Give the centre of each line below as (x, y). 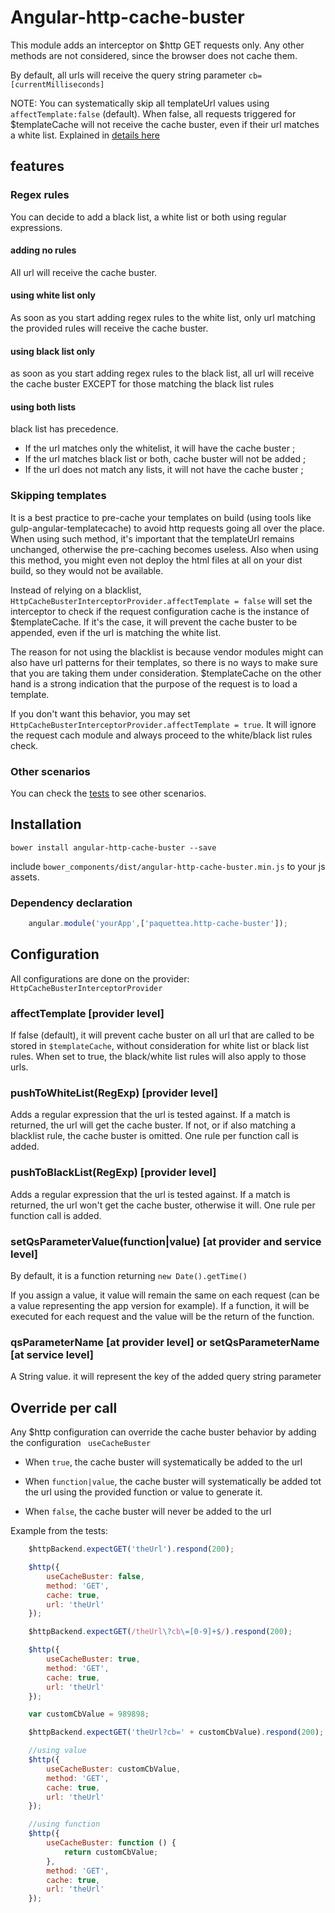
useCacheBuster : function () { (111, 1843)
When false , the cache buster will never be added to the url (148, 1512)
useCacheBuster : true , (93, 1659)
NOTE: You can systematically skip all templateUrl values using (140, 103)
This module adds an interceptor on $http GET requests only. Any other (157, 45)
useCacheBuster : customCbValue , (114, 1769)
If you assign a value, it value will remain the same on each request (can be (165, 1295)
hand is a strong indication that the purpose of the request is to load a (154, 683)
